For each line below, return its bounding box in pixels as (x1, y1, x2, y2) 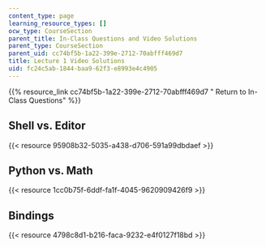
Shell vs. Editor (8, 119, 86, 133)
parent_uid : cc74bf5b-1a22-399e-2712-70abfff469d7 (8, 49, 183, 57)
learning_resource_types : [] (8, 19, 107, 28)
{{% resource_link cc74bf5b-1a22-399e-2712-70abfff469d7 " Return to (8, 87, 247, 96)
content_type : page (8, 11, 75, 20)
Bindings (8, 208, 54, 223)
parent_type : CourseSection (8, 42, 104, 50)
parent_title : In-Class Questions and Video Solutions (8, 34, 198, 43)
